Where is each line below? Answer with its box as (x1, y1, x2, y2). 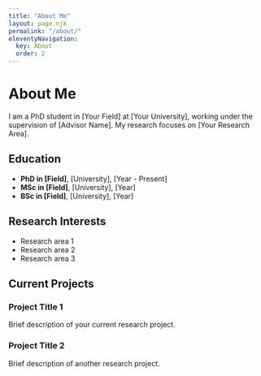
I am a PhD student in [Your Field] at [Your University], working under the (8, 111, 254, 121)
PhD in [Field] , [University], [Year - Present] (20, 174, 168, 184)
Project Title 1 (8, 301, 63, 313)
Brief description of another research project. (8, 358, 160, 368)
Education (8, 152, 62, 166)
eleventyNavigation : (8, 34, 79, 43)
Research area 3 (20, 253, 76, 263)
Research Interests (8, 214, 107, 228)
